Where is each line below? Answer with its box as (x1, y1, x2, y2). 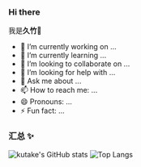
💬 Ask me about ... (19, 76, 82, 86)
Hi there (8, 6, 41, 18)
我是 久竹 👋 (8, 26, 42, 35)
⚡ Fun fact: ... (19, 106, 65, 115)
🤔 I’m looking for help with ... (19, 68, 116, 77)
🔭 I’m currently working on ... (19, 42, 117, 52)
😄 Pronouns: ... (19, 97, 73, 106)
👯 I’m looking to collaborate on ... (19, 59, 130, 69)
